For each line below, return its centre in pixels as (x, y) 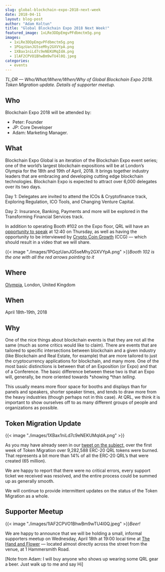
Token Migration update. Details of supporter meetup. (60, 85)
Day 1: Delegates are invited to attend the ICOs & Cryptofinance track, (76, 196)
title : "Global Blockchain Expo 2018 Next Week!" (57, 28)
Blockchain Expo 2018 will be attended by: (48, 112)
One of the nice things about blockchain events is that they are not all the (80, 340)
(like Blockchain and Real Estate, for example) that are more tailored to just (81, 356)
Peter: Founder (27, 122)
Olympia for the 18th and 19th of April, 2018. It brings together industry (77, 171)
